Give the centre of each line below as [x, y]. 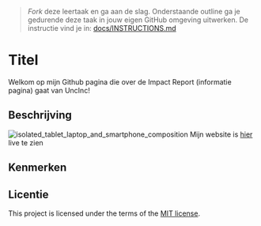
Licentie [28, 194]
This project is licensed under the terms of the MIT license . [104, 213]
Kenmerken [38, 168]
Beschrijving [40, 115]
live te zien [26, 142]
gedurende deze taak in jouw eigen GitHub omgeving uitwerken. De [138, 20]
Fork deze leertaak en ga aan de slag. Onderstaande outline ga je [134, 11]
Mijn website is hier [221, 134]
